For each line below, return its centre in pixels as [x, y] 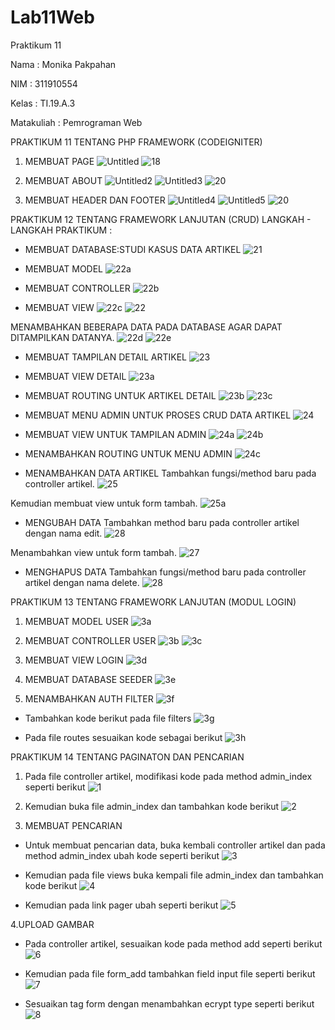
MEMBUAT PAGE [59, 161]
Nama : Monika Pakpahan [63, 64]
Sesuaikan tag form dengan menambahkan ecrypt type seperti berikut [169, 1003]
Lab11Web [52, 17]
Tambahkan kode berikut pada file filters [108, 718]
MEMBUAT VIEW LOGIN [74, 660]
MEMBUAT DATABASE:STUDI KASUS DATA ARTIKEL [133, 249]
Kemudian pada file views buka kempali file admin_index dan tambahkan [174, 875]
